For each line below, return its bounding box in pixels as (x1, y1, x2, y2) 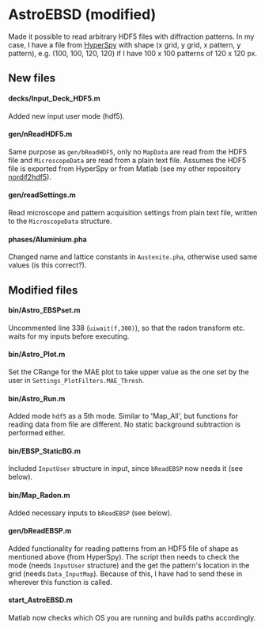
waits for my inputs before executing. (8, 331, 130, 341)
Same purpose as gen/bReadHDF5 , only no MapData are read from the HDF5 (8, 146, 248, 156)
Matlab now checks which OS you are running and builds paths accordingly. (8, 613, 256, 622)
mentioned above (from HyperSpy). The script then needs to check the (8, 552, 240, 561)
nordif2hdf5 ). (8, 172, 51, 181)
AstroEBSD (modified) (8, 6, 157, 24)
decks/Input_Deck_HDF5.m (8, 93, 100, 103)
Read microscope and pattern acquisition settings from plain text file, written (8, 207, 258, 217)
